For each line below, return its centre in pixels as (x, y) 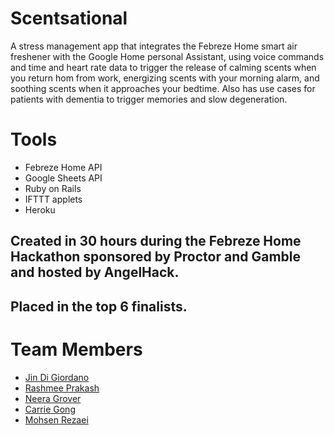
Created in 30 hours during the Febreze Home (156, 241)
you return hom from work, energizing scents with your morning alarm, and (165, 78)
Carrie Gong (50, 409)
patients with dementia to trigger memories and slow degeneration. (149, 99)
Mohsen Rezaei (56, 419)
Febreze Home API (63, 167)
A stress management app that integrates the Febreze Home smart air (154, 46)
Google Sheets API (63, 178)
